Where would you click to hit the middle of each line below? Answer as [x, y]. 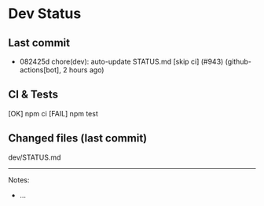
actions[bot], [40, 70]
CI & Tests [33, 95]
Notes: [19, 180]
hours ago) [86, 70]
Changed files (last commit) [78, 138]
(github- [238, 61]
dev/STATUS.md [35, 157]
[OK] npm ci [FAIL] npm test [53, 113]
